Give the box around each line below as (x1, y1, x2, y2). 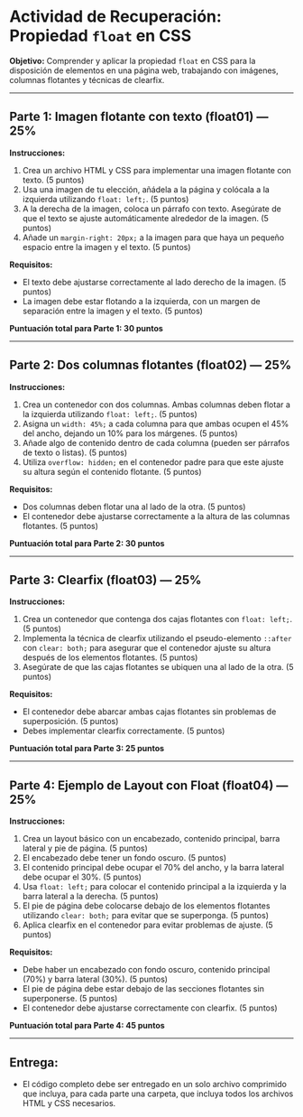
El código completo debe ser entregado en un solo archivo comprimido (22, 1079, 287, 1089)
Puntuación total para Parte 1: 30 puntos (9, 322, 164, 333)
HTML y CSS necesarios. (22, 1098, 116, 1108)
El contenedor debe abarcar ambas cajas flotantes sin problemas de (22, 706, 277, 717)
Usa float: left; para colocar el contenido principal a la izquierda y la (22, 881, 287, 892)
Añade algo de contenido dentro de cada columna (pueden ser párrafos (22, 437, 290, 448)
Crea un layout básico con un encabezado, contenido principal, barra (22, 833, 280, 844)
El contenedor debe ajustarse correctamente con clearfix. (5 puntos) (22, 1002, 278, 1013)
